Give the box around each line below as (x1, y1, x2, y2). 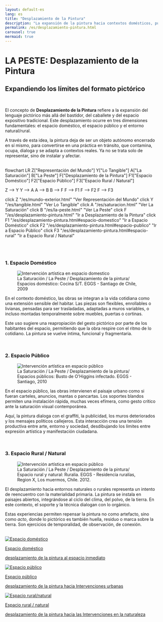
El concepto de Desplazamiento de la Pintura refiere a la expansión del (5, 107, 148, 113)
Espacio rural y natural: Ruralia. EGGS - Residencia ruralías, (17, 471, 136, 477)
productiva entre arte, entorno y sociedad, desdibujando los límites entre (5, 424, 151, 429)
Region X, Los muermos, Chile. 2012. (17, 477, 91, 482)
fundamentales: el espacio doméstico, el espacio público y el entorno (5, 123, 144, 128)
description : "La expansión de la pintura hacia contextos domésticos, (5, 20, 153, 26)
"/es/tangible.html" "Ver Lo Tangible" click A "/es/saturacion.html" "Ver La (5, 201, 154, 207)
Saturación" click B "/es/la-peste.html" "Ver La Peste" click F (5, 207, 127, 213)
